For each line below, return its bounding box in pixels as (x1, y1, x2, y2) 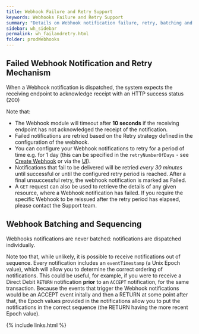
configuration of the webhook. (14, 138, 89, 146)
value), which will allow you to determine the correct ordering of (6, 265, 163, 273)
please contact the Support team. (14, 202, 97, 209)
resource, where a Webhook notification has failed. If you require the (14, 189, 183, 196)
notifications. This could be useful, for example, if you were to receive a (6, 272, 182, 279)
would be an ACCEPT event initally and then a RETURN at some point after (6, 290, 188, 298)
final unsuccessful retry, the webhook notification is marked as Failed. (14, 177, 187, 184)
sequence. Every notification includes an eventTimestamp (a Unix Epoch (6, 259, 181, 266)
